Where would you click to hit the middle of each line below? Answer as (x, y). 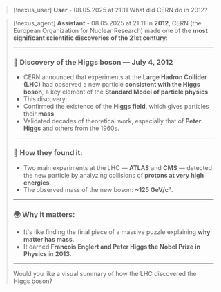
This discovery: (45, 99)
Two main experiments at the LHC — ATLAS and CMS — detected (117, 167)
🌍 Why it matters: (44, 214)
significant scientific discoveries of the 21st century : (90, 38)
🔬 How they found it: (48, 153)
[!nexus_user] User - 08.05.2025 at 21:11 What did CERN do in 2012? (110, 10)
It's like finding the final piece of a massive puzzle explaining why (117, 232)
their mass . (39, 114)
